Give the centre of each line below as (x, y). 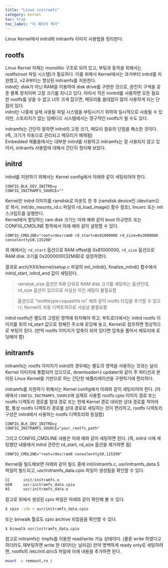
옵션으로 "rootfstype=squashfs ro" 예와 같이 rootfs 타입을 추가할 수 (85, 301)
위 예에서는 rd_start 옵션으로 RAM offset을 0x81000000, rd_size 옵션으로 (80, 249)
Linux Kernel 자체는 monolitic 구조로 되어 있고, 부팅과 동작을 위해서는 (73, 68)
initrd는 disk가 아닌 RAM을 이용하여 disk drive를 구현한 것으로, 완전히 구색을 (80, 87)
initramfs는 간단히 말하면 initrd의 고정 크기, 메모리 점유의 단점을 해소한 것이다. (81, 129)
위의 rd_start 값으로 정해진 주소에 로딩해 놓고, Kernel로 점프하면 (81, 324)
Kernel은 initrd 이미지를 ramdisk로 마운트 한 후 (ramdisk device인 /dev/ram (80, 201)
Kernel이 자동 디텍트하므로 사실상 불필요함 (66, 307)
